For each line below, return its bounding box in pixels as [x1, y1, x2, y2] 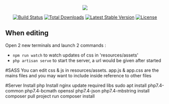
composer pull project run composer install [5, 93, 95, 99]
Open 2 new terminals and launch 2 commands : [5, 42, 106, 48]
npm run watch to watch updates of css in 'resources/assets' [12, 52, 139, 58]
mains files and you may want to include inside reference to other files [5, 72, 152, 78]
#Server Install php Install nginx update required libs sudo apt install [5, 82, 147, 88]
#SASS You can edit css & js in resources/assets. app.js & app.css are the [5, 67, 159, 73]
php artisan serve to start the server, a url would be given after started [12, 57, 161, 63]
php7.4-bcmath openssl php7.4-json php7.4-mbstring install [24, 87, 150, 93]
